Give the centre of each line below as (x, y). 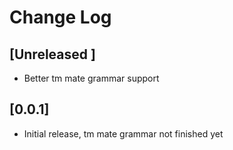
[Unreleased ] (52, 54)
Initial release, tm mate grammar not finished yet (123, 133)
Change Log (60, 17)
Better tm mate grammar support (91, 78)
